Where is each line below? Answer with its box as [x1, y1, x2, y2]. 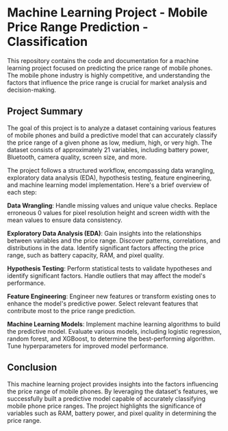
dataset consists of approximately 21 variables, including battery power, [7, 145, 210, 153]
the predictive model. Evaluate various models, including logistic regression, [7, 327, 222, 335]
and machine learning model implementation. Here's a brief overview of [7, 180, 210, 189]
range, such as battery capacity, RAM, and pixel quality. [7, 251, 164, 259]
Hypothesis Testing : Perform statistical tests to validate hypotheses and [7, 264, 212, 272]
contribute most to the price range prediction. [7, 306, 136, 315]
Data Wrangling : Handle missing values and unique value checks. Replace [7, 201, 218, 210]
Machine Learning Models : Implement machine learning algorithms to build [7, 320, 220, 328]
